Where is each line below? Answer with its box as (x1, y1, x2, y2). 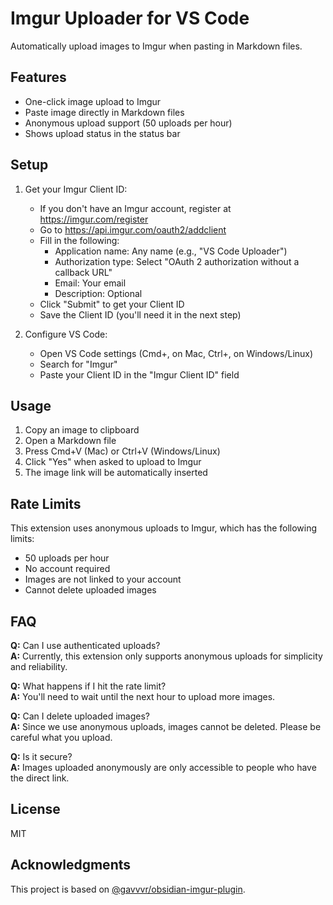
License (10, 801, 61, 818)
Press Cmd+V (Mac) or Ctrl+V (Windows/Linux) (24, 445, 221, 457)
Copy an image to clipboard (24, 424, 140, 436)
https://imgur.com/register (39, 213, 149, 225)
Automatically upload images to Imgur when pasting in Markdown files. (10, 40, 303, 52)
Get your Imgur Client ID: (24, 183, 128, 195)
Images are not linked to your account (24, 573, 182, 586)
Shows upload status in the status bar (24, 127, 181, 139)
